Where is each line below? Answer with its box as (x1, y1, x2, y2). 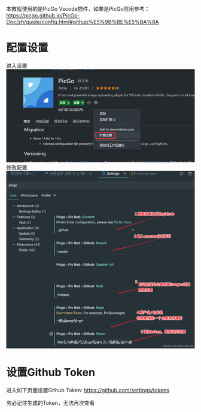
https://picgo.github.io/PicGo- (6, 12, 80, 19)
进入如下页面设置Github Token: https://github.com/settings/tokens (6, 386, 169, 393)
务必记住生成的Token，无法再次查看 (6, 399, 95, 406)
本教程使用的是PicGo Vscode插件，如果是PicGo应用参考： (6, 5, 150, 12)
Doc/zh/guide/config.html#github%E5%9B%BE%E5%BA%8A (6, 19, 160, 25)
